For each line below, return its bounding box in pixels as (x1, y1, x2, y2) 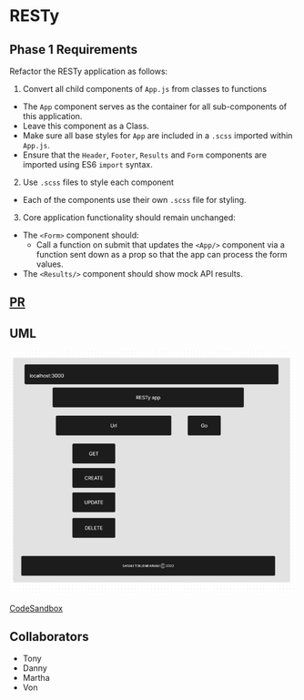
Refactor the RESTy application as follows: (9, 66, 168, 76)
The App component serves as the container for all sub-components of (22, 101, 288, 112)
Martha (22, 673, 50, 684)
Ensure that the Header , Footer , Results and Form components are (22, 149, 267, 160)
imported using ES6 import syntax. (22, 159, 153, 169)
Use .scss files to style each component (22, 177, 175, 188)
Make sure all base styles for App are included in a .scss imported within (22, 130, 293, 141)
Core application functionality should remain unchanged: (22, 212, 237, 223)
